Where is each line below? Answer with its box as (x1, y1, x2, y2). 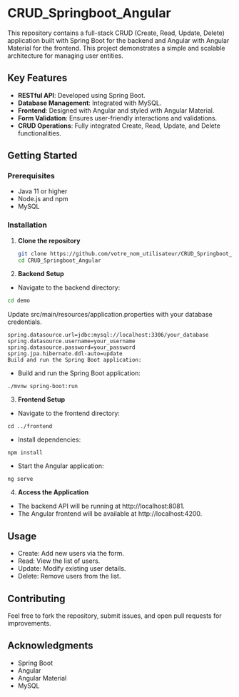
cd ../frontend (7, 423, 53, 430)
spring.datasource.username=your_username (7, 337, 136, 345)
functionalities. (17, 128, 62, 137)
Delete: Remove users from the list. (17, 572, 121, 581)
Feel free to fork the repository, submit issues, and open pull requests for (7, 611, 223, 620)
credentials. (7, 317, 42, 326)
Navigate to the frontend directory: (17, 409, 120, 418)
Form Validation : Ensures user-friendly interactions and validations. (17, 113, 218, 122)
